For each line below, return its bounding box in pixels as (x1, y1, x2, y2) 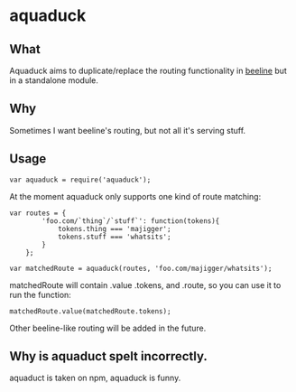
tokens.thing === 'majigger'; (57, 224, 171, 233)
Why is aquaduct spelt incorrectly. (9, 349, 208, 364)
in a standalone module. (9, 75, 99, 86)
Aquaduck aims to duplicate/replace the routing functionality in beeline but (9, 65, 287, 76)
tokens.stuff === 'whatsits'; (57, 232, 171, 241)
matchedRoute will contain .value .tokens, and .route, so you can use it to (9, 279, 282, 290)
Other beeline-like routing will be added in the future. (9, 322, 207, 333)
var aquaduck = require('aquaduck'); (9, 175, 152, 184)
